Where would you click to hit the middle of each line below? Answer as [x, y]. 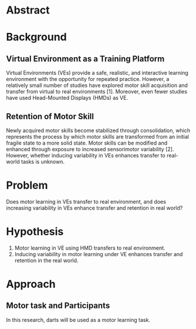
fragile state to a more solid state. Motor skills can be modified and [87, 143]
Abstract [28, 10]
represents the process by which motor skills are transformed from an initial [98, 137]
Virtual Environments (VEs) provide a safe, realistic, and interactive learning [97, 73]
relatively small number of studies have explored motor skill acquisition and [97, 85]
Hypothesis [35, 232]
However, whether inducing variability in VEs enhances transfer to [86, 155]
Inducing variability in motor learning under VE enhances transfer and [99, 254]
